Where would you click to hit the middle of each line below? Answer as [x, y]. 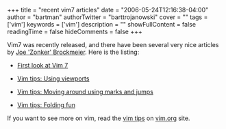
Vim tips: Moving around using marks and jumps [85, 92]
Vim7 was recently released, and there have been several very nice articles [113, 45]
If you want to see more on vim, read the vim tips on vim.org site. [99, 118]
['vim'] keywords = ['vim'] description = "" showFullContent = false [102, 24]
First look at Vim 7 [42, 65]
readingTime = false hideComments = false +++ [75, 31]
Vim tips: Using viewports [53, 78]
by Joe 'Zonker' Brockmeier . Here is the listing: [73, 52]
